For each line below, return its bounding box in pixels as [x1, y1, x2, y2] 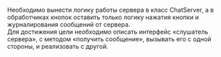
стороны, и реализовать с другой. [7, 43, 109, 50]
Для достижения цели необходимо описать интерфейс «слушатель [7, 27, 208, 36]
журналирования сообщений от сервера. [7, 21, 131, 28]
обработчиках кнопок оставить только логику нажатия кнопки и [7, 13, 199, 21]
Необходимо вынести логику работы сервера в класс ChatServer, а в [7, 6, 214, 14]
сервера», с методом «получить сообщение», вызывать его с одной [7, 35, 212, 43]
